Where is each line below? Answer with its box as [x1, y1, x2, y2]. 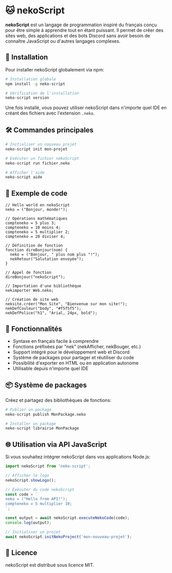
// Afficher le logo [5, 473, 50, 478]
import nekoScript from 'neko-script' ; [5, 464, 91, 469]
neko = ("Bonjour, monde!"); [5, 207, 68, 212]
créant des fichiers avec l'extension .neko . [5, 110, 95, 116]
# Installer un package [5, 421, 56, 426]
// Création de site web [5, 297, 59, 302]
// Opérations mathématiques [5, 216, 68, 221]
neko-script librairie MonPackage [5, 426, 80, 431]
